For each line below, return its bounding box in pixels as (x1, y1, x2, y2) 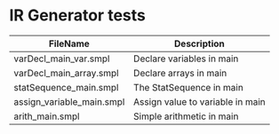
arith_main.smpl (13, 110, 80, 122)
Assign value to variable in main (132, 95, 266, 107)
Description (174, 37, 225, 50)
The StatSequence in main (132, 81, 244, 93)
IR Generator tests (9, 5, 147, 26)
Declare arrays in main (132, 67, 227, 79)
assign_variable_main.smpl (13, 95, 125, 107)
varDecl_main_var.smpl (13, 52, 110, 65)
